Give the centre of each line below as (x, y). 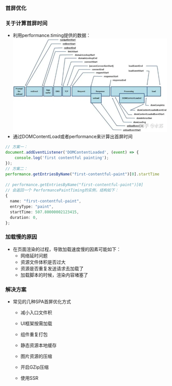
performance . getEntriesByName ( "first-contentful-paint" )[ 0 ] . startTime (82, 174)
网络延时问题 (34, 255)
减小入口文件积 (36, 313)
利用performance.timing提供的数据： (52, 35)
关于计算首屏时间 (26, 23)
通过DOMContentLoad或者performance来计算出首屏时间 (72, 137)
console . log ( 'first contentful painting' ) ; (62, 158)
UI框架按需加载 (36, 324)
